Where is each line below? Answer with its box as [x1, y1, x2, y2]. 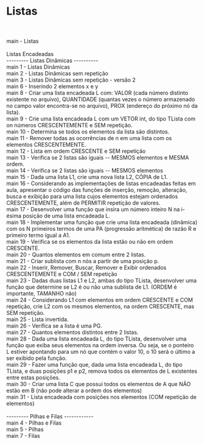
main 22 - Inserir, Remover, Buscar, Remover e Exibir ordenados [6, 264, 167, 271]
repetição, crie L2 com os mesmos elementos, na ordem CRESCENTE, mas [6, 303, 195, 310]
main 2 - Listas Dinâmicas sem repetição [6, 69, 108, 77]
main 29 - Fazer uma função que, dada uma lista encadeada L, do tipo [6, 361, 183, 368]
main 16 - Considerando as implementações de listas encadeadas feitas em [6, 180, 196, 187]
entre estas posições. [6, 373, 61, 381]
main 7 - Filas [6, 432, 41, 439]
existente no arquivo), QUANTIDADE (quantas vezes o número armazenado [6, 96, 195, 103]
